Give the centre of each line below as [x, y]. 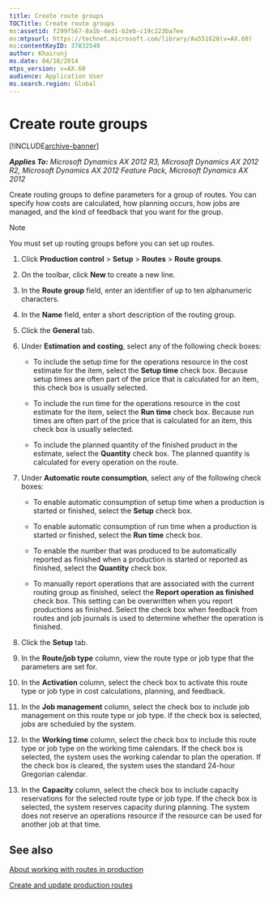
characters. [40, 299]
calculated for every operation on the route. [106, 462]
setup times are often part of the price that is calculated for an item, [146, 379]
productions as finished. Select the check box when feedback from [145, 609]
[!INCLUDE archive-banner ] [54, 146]
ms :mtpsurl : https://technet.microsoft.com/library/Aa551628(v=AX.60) [131, 38]
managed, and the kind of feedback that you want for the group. [116, 212]
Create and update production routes [71, 885]
